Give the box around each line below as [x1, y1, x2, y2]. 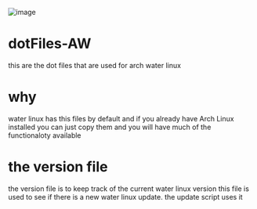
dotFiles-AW [8, 35, 92, 52]
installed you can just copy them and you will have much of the [8, 122, 212, 132]
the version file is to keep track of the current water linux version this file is [8, 184, 249, 193]
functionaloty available [8, 130, 81, 140]
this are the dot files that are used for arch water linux [8, 60, 182, 70]
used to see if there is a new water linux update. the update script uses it [8, 192, 243, 201]
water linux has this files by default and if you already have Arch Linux [8, 114, 234, 123]
